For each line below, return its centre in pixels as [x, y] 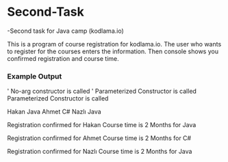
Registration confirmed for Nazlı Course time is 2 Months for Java [100, 152]
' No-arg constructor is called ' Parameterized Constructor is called [102, 91]
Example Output [35, 76]
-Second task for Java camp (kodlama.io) [66, 31]
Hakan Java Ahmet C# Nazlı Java [54, 112]
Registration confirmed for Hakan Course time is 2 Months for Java [102, 125]
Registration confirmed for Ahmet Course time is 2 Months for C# [99, 138]
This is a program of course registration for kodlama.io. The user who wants [114, 44]
